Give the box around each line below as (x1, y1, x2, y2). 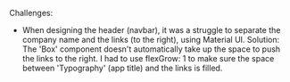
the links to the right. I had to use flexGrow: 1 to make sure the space (21, 53, 275, 63)
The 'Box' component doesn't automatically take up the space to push (21, 44, 281, 54)
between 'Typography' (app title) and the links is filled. (21, 62, 223, 73)
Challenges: (9, 8, 54, 18)
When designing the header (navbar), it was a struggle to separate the (21, 25, 281, 35)
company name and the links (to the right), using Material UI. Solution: (21, 35, 280, 45)
